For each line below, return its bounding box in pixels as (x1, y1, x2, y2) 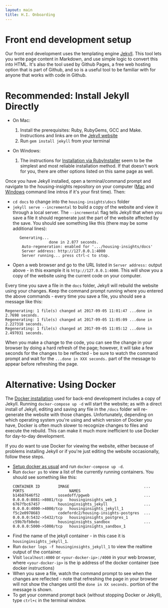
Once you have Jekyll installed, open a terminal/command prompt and (5, 178, 151, 184)
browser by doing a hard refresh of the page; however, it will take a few (5, 345, 153, 351)
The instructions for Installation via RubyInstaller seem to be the (20, 157, 153, 164)
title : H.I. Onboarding (5, 12, 55, 17)
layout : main (5, 7, 33, 13)
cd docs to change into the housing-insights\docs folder (12, 198, 130, 205)
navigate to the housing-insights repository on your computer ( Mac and (5, 183, 154, 190)
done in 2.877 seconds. (48, 240, 99, 245)
